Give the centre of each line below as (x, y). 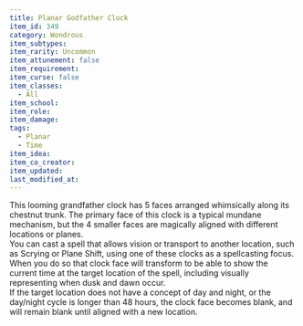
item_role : (30, 111)
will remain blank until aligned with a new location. (104, 312)
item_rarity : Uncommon (52, 52)
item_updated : (37, 171)
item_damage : (34, 120)
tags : (20, 129)
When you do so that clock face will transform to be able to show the (139, 263)
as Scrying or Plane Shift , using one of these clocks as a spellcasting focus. (152, 254)
